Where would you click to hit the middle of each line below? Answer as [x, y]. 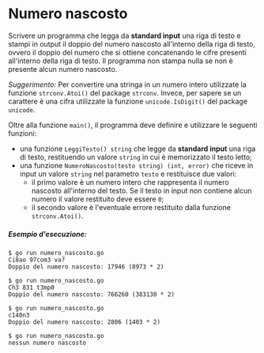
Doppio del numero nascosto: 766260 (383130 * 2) [92, 294]
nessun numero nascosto [47, 343]
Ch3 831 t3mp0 [32, 287]
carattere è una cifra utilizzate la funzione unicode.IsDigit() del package [128, 101]
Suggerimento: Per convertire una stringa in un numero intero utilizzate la [127, 84]
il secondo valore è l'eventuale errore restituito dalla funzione [131, 207]
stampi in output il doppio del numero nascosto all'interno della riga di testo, [132, 43]
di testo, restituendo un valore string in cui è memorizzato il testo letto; [136, 157]
